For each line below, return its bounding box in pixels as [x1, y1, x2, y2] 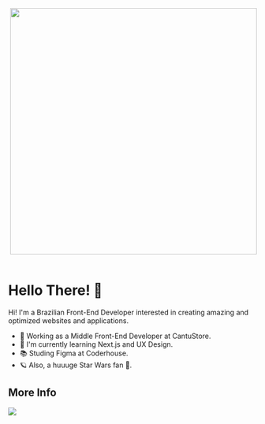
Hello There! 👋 [8, 281, 103, 299]
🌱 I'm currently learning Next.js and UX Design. [19, 339, 174, 349]
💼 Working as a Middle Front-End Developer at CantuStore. [19, 331, 211, 340]
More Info [8, 386, 57, 400]
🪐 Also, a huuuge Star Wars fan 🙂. [19, 360, 132, 370]
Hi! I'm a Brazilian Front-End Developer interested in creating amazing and [8, 307, 249, 317]
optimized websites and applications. [8, 315, 129, 325]
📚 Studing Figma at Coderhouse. [19, 348, 129, 358]
